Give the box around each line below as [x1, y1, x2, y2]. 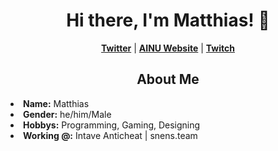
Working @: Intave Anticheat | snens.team [23, 129, 198, 141]
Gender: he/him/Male [23, 108, 112, 120]
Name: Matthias [23, 97, 90, 109]
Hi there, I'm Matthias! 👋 [66, 9, 270, 32]
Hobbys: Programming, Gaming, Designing [23, 119, 201, 131]
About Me [136, 71, 200, 88]
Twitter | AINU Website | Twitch [101, 42, 235, 54]
